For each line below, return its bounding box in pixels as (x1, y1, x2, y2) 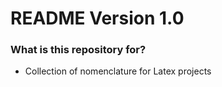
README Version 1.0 (10, 7, 185, 30)
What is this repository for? (10, 43, 147, 57)
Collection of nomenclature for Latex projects (24, 65, 212, 77)
